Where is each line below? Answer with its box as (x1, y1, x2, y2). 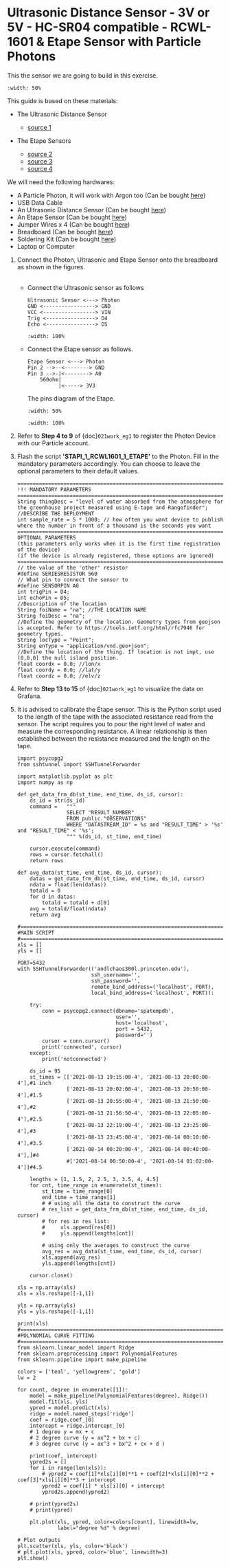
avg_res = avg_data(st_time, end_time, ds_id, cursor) (42, 1248, 203, 1255)
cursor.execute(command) (30, 845, 101, 852)
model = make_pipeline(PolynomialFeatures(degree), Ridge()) (30, 1392, 208, 1399)
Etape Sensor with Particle (47, 34, 201, 49)
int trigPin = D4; (16, 588, 70, 595)
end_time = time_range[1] (42, 1194, 116, 1200)
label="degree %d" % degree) (57, 1524, 141, 1532)
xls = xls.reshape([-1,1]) (16, 1290, 95, 1297)
